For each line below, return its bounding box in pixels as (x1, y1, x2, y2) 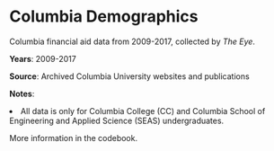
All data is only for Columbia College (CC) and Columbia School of (21, 105, 266, 116)
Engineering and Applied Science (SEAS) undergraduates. (9, 115, 225, 126)
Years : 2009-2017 (9, 53, 76, 64)
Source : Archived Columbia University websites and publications (9, 70, 250, 82)
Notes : (9, 88, 35, 99)
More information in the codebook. (9, 132, 137, 143)
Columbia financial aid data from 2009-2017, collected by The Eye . (9, 36, 256, 47)
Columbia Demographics (9, 6, 199, 27)
